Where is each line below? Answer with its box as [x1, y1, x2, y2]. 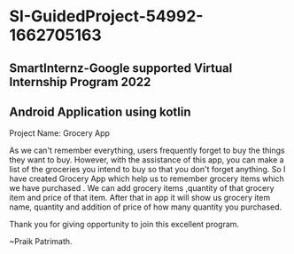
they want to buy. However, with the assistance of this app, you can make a [9, 155, 285, 165]
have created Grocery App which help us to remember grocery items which [9, 173, 285, 184]
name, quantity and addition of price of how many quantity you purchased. [9, 202, 282, 212]
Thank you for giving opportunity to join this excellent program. [9, 219, 240, 230]
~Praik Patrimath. [9, 236, 73, 247]
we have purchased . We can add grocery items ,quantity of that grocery [9, 183, 275, 194]
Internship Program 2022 [9, 74, 151, 90]
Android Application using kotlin [9, 104, 192, 119]
